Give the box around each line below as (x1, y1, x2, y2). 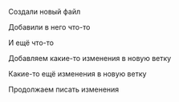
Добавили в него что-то (8, 22, 91, 31)
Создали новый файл (8, 7, 81, 16)
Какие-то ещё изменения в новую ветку (8, 69, 147, 79)
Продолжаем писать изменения (8, 84, 120, 94)
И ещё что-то (8, 38, 55, 47)
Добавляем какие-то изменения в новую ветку (8, 54, 172, 63)
